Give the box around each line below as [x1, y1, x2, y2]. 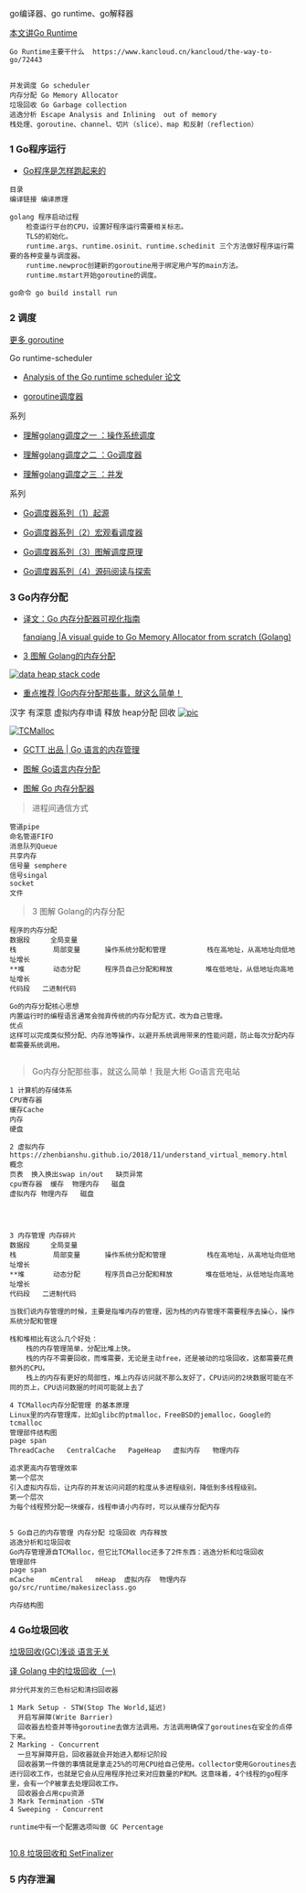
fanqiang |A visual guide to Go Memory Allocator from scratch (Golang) [22, 631, 292, 642]
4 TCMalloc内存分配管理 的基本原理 [9, 1400, 130, 1410]
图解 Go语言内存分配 [22, 763, 100, 775]
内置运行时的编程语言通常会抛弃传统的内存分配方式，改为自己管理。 [9, 1011, 227, 1021]
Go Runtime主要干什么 [9, 48, 85, 57]
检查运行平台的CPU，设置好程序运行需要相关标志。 [26, 222, 188, 231]
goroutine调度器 [22, 390, 84, 401]
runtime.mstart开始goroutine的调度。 [26, 271, 162, 281]
